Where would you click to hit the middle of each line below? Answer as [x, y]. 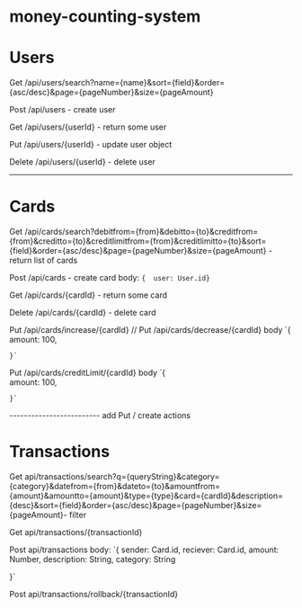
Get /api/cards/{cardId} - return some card [89, 295]
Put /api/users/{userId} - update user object [91, 145]
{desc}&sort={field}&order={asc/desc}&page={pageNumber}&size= [136, 505]
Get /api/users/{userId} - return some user [88, 127]
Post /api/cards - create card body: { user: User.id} [110, 278]
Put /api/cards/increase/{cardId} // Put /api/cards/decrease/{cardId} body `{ [150, 330]
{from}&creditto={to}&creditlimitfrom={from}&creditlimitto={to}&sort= [138, 241]
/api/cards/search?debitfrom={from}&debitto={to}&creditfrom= [142, 232]
